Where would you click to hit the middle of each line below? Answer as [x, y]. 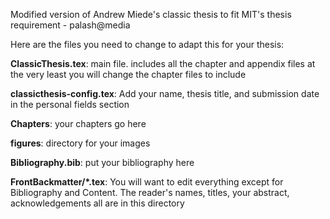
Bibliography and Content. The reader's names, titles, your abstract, [150, 192]
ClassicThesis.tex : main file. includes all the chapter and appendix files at [163, 63]
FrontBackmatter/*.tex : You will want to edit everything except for [147, 182]
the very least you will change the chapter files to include [128, 74]
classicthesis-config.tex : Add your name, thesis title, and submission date [165, 93]
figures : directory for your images [80, 143]
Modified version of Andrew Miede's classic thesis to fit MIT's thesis [151, 14]
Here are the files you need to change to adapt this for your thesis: [147, 44]
